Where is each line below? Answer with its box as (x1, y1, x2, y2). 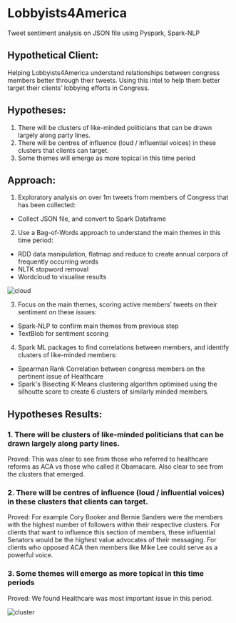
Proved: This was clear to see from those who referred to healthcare (7, 455, 209, 464)
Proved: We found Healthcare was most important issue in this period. (7, 594, 213, 602)
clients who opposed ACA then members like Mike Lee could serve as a (7, 543, 218, 552)
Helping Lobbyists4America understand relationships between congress (7, 68, 220, 76)
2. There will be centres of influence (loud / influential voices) (7, 487, 225, 497)
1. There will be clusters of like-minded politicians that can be (7, 429, 225, 439)
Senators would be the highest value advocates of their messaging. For (7, 536, 217, 544)
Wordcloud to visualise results (17, 273, 107, 281)
